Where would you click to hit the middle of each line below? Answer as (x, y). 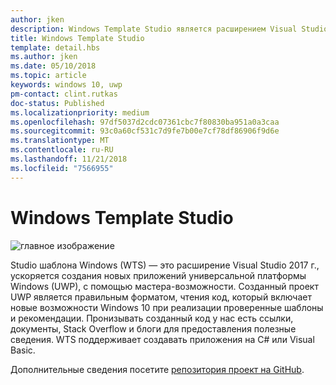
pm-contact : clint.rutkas (64, 94)
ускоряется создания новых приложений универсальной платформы (158, 275)
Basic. (23, 350)
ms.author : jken (44, 57)
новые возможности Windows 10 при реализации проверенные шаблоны (167, 307)
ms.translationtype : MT (60, 141)
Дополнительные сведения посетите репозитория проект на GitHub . (157, 369)
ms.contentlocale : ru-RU (62, 150)
